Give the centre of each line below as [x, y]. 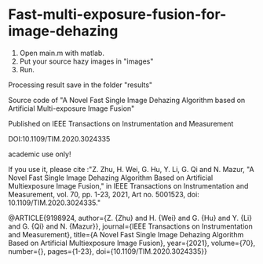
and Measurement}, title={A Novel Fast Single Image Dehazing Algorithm [126, 234]
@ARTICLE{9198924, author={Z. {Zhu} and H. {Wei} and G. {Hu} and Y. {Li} [130, 218]
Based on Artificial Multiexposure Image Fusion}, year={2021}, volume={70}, [132, 243]
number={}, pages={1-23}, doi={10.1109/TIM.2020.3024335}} [108, 251]
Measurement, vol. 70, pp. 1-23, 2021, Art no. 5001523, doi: [104, 194]
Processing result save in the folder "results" [80, 85]
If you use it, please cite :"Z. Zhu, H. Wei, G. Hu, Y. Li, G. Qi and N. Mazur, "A [131, 169]
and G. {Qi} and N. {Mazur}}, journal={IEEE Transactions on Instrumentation [130, 226]
